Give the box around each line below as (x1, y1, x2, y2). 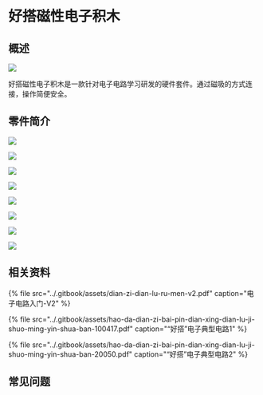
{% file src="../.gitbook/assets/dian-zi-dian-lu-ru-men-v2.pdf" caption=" (8, 288, 247, 298)
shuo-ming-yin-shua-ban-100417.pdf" (8, 324, 134, 334)
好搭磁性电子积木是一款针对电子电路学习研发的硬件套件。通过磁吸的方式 (8, 79, 245, 89)
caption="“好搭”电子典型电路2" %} (134, 349, 249, 359)
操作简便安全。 (22, 89, 72, 98)
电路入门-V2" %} (14, 298, 71, 308)
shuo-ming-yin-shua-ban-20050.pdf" (8, 349, 133, 359)
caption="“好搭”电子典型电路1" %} (135, 324, 248, 334)
